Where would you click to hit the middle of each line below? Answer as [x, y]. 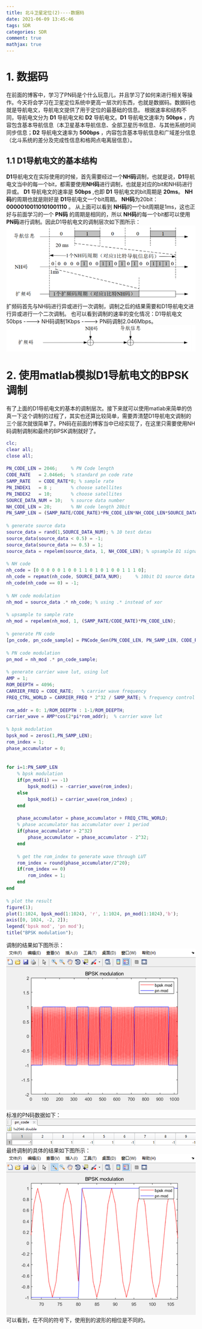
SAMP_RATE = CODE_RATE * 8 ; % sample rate [60, 481]
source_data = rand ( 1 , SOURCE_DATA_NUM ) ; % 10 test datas [79, 532]
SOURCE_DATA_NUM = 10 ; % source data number [66, 500]
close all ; [20, 456]
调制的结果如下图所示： [35, 945]
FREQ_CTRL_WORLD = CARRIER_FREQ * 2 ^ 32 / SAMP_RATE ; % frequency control [101, 697]
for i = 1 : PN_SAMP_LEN [32, 768]
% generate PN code [31, 634]
